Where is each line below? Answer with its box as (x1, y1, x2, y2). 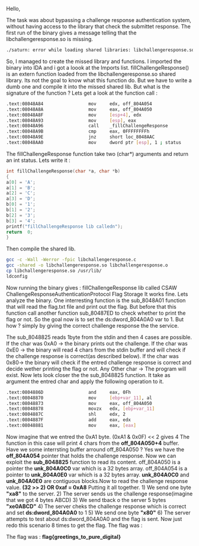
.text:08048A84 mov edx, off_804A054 (6, 101, 152, 106)
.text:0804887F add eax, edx (6, 417, 131, 423)
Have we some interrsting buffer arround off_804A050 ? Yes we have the (6, 445, 185, 453)
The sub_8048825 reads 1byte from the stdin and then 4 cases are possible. (6, 333, 192, 341)
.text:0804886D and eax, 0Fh (6, 389, 131, 395)
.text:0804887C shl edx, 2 (6, 412, 126, 418)
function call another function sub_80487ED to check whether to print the (6, 309, 186, 316)
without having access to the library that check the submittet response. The (6, 23, 191, 30)
